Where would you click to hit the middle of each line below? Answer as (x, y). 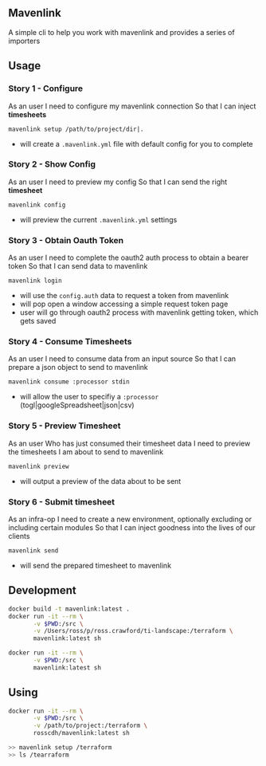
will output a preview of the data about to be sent (100, 481)
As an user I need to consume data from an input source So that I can (122, 359)
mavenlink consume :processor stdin (69, 382)
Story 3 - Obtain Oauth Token (66, 240)
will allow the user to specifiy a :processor (89, 397)
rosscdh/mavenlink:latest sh (81, 733)
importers (24, 41)
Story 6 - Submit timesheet (62, 501)
